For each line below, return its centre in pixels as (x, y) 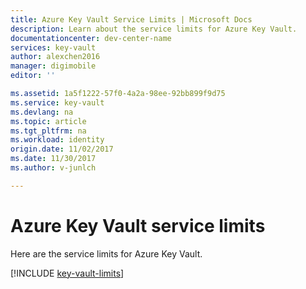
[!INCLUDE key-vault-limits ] (67, 273)
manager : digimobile (53, 66)
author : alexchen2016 (55, 57)
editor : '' (33, 76)
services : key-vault (53, 47)
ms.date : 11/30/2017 (53, 159)
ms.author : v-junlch (53, 168)
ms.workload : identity (57, 140)
